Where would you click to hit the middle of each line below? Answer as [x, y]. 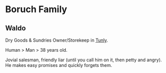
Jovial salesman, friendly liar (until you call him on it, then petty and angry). [84, 60]
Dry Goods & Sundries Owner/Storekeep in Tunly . [57, 40]
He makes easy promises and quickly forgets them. [59, 65]
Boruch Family [36, 9]
